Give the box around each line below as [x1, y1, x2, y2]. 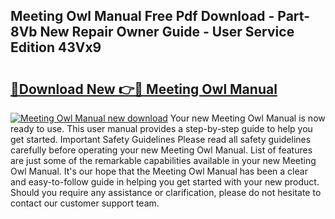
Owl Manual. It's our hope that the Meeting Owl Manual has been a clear [10, 165, 308, 177]
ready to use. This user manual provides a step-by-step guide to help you [10, 123, 313, 134]
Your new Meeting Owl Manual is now [169, 112, 326, 124]
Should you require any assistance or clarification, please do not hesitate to [10, 187, 322, 198]
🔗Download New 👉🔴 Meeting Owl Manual [10, 80, 278, 98]
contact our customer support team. [10, 197, 160, 209]
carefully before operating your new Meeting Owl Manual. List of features [10, 144, 313, 156]
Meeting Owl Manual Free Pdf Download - [10, 8, 275, 25]
